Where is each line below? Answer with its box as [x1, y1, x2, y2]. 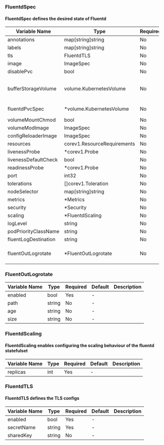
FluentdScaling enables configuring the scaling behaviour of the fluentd [5, 342, 155, 348]
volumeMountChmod [7, 117, 56, 124]
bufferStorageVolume [7, 85, 57, 92]
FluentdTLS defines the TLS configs [5, 396, 80, 401]
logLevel [7, 220, 27, 227]
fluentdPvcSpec [7, 105, 44, 112]
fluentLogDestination [7, 236, 56, 243]
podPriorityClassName [7, 228, 60, 235]
